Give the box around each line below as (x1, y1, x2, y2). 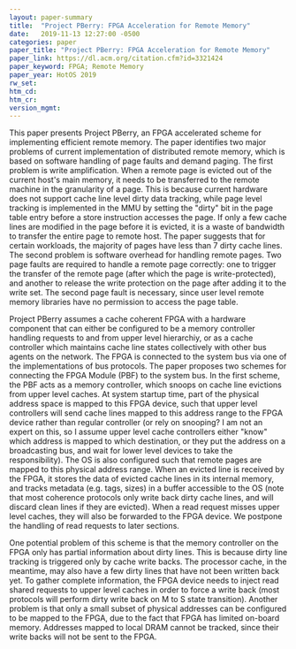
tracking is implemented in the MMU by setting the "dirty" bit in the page (9, 202, 274, 213)
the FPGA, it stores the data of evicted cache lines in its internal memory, (9, 474, 274, 485)
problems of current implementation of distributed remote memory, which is (9, 147, 285, 157)
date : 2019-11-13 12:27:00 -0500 (9, 29, 140, 38)
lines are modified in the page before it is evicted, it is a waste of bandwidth (9, 222, 285, 233)
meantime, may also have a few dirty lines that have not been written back (9, 566, 280, 576)
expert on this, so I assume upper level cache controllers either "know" (9, 426, 268, 438)
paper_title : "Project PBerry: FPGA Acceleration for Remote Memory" (9, 46, 271, 55)
